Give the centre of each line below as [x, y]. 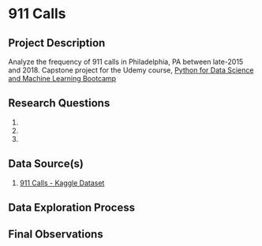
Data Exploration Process [72, 208]
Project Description [57, 43]
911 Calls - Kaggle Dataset [62, 183]
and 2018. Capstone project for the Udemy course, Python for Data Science [131, 70]
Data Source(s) [46, 164]
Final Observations [56, 235]
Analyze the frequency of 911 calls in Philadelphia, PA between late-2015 [126, 61]
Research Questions [59, 103]
